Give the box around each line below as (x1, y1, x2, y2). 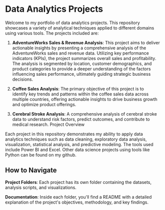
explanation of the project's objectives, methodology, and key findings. (5, 199, 149, 205)
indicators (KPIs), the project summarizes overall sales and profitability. (12, 55, 156, 61)
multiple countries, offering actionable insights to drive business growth (12, 96, 158, 102)
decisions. (12, 76, 33, 82)
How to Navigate (5, 166, 57, 175)
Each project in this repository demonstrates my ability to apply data (5, 131, 143, 137)
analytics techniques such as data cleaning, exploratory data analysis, (5, 136, 147, 142)
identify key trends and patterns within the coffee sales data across (12, 91, 149, 97)
